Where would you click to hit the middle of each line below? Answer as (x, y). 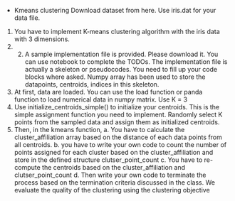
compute (27, 167)
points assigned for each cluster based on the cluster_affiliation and (114, 152)
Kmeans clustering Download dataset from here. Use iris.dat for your (115, 10)
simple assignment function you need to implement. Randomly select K (118, 114)
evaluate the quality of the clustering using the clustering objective (112, 190)
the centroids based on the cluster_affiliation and (114, 167)
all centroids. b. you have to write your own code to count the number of (120, 145)
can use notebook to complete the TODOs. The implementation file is (126, 62)
